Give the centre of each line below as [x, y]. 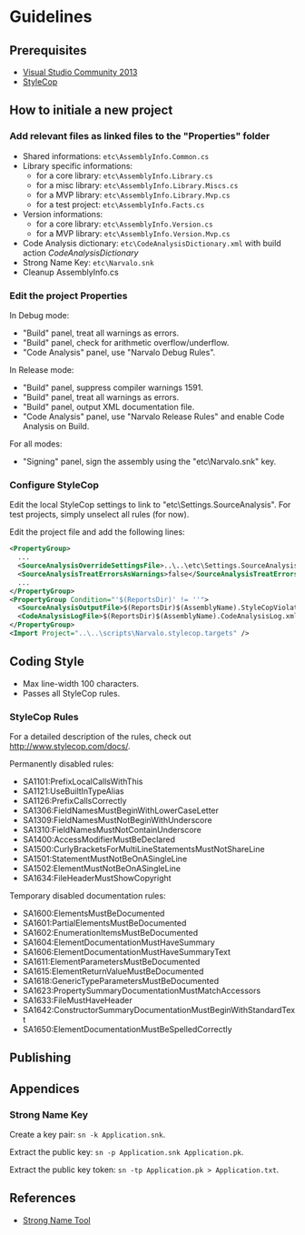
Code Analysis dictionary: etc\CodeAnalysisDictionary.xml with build [152, 243]
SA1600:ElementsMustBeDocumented [93, 914]
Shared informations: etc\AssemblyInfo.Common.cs [116, 156]
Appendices [44, 1089]
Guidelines [51, 17]
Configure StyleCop [54, 485]
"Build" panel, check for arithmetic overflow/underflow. [126, 342]
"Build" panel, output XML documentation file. [108, 407]
